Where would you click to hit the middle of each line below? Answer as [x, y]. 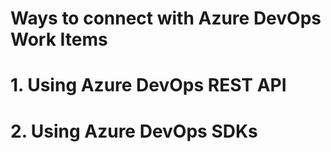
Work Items [59, 39]
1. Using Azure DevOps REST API [148, 85]
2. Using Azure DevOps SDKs [134, 131]
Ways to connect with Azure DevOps [166, 18]
